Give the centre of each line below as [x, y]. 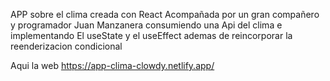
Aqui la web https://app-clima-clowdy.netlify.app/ [112, 65]
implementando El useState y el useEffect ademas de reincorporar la [151, 35]
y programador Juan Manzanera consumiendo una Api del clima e [146, 25]
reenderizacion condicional [66, 46]
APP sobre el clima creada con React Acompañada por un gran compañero [165, 14]
